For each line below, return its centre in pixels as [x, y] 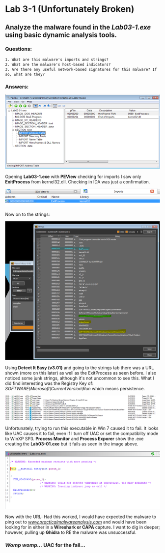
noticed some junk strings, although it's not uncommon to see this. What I [80, 378]
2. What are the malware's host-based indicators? [58, 64]
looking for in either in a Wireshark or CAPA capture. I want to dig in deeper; [82, 527]
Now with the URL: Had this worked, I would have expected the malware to [81, 517]
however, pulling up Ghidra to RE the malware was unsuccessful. [71, 532]
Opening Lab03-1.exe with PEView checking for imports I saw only [73, 177]
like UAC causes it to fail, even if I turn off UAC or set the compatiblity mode [82, 434]
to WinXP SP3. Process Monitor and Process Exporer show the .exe [74, 439]
